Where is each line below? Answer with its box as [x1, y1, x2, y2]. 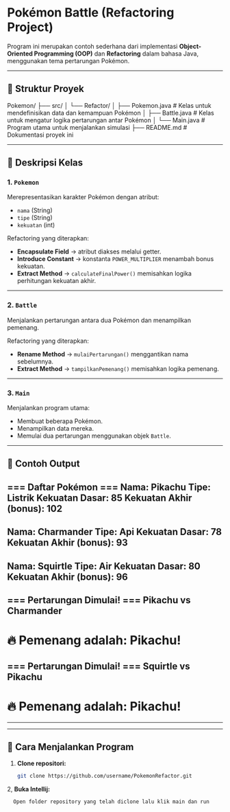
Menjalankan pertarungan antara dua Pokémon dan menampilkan [7, 316, 192, 324]
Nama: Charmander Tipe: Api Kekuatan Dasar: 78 [7, 526, 222, 538]
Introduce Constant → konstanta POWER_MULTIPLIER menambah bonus [16, 255, 214, 263]
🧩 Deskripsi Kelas [7, 157, 84, 169]
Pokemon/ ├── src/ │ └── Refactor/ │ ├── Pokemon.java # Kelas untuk [7, 101, 212, 109]
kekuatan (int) [16, 221, 55, 229]
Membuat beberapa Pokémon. [16, 417, 103, 425]
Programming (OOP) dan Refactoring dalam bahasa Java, [34, 49, 199, 58]
